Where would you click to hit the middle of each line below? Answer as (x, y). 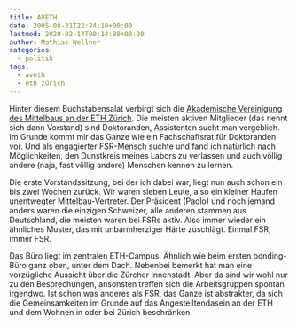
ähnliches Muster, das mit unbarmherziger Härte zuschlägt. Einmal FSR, (141, 229)
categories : (31, 50)
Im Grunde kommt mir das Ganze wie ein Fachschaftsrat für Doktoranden (143, 136)
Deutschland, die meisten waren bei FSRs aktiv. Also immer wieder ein (137, 220)
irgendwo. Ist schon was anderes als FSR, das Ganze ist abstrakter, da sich (146, 293)
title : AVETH (33, 17)
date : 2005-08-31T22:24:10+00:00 (71, 26)
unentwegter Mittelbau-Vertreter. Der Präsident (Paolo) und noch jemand (142, 201)
